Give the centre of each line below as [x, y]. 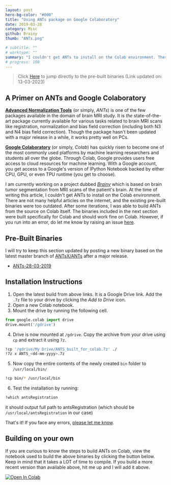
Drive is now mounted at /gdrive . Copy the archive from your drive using [89, 334]
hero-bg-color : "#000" [29, 15]
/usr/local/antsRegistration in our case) [49, 413]
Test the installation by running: [46, 388]
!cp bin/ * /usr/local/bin [33, 378]
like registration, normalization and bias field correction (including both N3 [83, 127]
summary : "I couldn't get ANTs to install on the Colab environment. [81, 57]
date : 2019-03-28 [24, 24]
